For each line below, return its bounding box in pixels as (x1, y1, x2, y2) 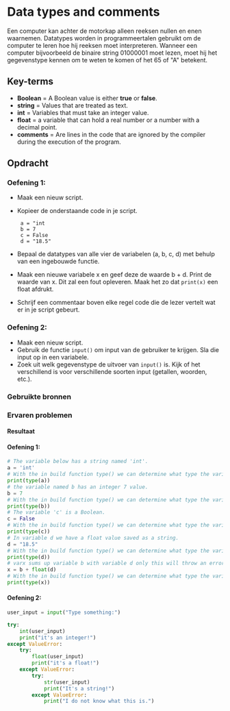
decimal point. (16, 123, 57, 131)
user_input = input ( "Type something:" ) (7, 609, 121, 616)
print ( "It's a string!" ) (43, 685, 115, 692)
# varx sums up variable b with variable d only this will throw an (7, 560, 207, 567)
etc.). (16, 375, 32, 383)
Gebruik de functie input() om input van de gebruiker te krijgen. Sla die (16, 345, 219, 353)
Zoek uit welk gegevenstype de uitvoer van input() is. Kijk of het (16, 360, 201, 369)
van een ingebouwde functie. (16, 258, 100, 266)
